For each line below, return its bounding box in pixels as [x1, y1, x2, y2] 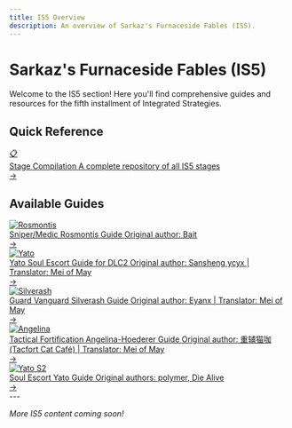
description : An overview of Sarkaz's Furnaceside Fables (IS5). [9, 21, 256, 30]
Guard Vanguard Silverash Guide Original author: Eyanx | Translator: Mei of [9, 295, 283, 306]
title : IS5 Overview [9, 12, 86, 22]
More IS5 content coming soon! [9, 408, 124, 419]
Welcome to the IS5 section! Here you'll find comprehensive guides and [9, 89, 272, 99]
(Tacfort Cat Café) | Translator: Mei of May [9, 344, 165, 355]
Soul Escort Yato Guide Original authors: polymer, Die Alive [9, 372, 225, 383]
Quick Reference [9, 123, 104, 139]
